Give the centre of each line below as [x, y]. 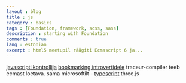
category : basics [29, 23]
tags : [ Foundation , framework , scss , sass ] [62, 28]
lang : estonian [26, 45]
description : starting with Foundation [57, 34]
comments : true [26, 39]
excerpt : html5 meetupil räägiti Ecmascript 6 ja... [75, 50]
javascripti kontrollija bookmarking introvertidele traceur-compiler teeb [93, 67]
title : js [20, 17]
